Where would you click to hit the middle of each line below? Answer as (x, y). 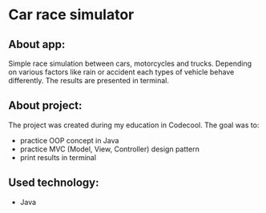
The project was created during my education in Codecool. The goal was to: (134, 125)
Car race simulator (71, 15)
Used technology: (54, 183)
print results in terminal (58, 157)
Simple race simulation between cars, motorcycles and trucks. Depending (130, 63)
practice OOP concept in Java (69, 140)
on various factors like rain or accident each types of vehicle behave (121, 72)
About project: (45, 106)
